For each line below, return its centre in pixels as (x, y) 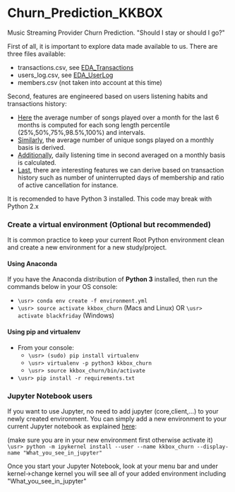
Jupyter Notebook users (50, 396)
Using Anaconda (32, 264)
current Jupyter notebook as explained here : (72, 426)
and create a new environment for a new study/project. (87, 247)
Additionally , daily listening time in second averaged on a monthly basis (121, 155)
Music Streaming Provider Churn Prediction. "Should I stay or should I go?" (116, 33)
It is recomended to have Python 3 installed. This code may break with (110, 199)
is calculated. (37, 162)
